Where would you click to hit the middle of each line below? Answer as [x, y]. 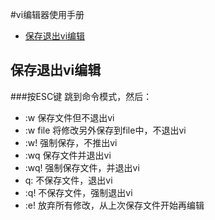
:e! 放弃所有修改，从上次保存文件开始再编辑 [114, 205]
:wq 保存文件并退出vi [68, 155]
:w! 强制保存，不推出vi [71, 142]
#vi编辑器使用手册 [47, 14]
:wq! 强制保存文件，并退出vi [82, 167]
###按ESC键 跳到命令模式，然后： [81, 96]
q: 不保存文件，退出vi [68, 180]
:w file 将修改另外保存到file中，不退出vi [105, 130]
